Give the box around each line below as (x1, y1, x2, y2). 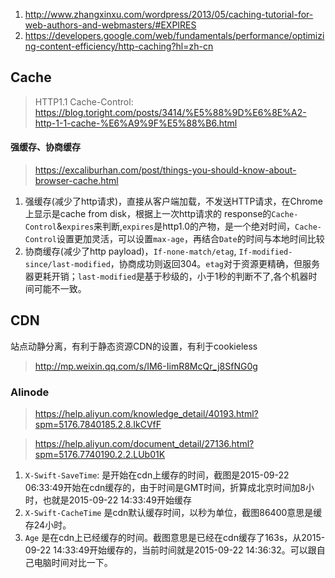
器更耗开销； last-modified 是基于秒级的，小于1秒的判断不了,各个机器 (24, 270, 309, 283)
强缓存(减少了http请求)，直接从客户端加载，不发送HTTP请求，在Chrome (24, 195, 323, 208)
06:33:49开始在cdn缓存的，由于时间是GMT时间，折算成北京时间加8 (24, 482, 307, 494)
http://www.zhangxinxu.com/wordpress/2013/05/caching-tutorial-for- (24, 9, 314, 20)
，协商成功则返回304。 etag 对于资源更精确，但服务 (109, 258, 320, 270)
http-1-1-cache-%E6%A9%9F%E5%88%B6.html (34, 117, 238, 129)
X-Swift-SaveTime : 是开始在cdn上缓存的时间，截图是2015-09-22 (24, 469, 290, 481)
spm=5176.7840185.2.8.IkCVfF (34, 419, 162, 431)
